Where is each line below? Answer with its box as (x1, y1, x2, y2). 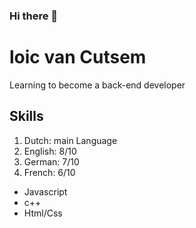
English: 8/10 (23, 145, 77, 157)
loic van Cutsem (9, 46, 147, 69)
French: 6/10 (23, 166, 76, 178)
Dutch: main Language (23, 134, 118, 146)
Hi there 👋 (9, 9, 59, 23)
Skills (9, 108, 44, 125)
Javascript (23, 185, 68, 198)
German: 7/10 (23, 155, 80, 168)
